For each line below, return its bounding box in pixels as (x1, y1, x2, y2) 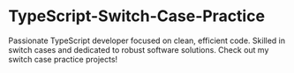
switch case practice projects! (8, 54, 118, 64)
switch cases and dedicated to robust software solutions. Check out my (8, 44, 269, 55)
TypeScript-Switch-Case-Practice (8, 6, 266, 26)
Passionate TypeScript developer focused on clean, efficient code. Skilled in (8, 35, 286, 46)
